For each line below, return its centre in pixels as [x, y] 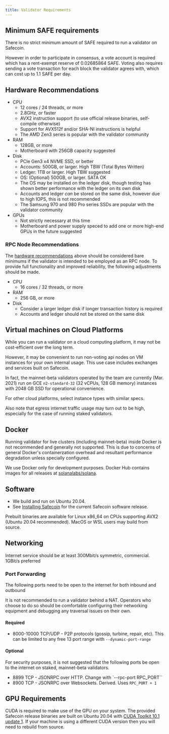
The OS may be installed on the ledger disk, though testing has [86, 183]
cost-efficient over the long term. [40, 347]
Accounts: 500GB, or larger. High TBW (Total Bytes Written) [82, 167]
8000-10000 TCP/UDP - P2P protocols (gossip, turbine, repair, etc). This [88, 634]
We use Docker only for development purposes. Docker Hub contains [77, 468]
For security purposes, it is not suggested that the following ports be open [82, 662]
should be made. [23, 272]
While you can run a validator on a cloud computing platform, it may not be [83, 342]
